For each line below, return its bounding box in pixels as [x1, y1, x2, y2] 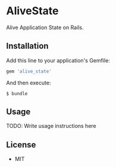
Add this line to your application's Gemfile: [6, 56, 110, 64]
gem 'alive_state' [6, 68, 52, 74]
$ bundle [6, 90, 28, 96]
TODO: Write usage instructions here [6, 122, 96, 130]
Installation [6, 41, 49, 51]
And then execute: [6, 79, 51, 86]
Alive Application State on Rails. [6, 24, 84, 31]
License [6, 140, 36, 150]
